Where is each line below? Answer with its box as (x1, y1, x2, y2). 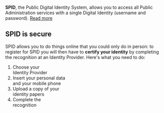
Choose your (12, 64, 40, 70)
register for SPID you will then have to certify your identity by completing (5, 48, 159, 55)
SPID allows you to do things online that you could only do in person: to (5, 43, 154, 49)
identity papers (12, 91, 45, 97)
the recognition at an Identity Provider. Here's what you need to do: (5, 54, 145, 60)
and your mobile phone (12, 80, 61, 86)
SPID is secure (5, 30, 52, 39)
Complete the (12, 96, 42, 102)
